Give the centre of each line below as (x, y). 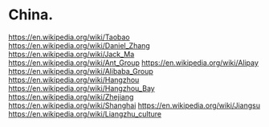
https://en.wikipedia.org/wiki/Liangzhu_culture (85, 113)
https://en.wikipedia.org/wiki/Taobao (69, 37)
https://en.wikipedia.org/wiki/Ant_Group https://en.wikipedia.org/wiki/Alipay (134, 63)
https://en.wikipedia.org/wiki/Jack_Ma (71, 54)
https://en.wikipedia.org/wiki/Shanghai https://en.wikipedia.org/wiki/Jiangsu (134, 105)
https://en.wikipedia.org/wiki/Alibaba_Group (81, 71)
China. (31, 15)
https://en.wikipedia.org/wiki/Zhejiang (71, 96)
